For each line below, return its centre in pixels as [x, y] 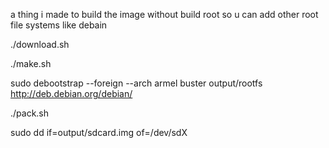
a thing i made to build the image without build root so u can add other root [164, 14]
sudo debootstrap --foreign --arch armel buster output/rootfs [136, 83]
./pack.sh [30, 113]
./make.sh [31, 63]
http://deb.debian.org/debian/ [71, 93]
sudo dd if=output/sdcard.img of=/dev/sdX [99, 132]
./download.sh [40, 44]
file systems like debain [59, 25]
